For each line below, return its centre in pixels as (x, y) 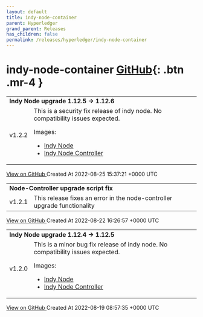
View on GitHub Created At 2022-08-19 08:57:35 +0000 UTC (83, 307)
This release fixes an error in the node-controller (103, 198)
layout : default (27, 12)
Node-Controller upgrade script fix (61, 188)
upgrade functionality (64, 205)
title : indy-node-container (42, 18)
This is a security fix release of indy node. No (98, 110)
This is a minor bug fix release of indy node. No (101, 244)
